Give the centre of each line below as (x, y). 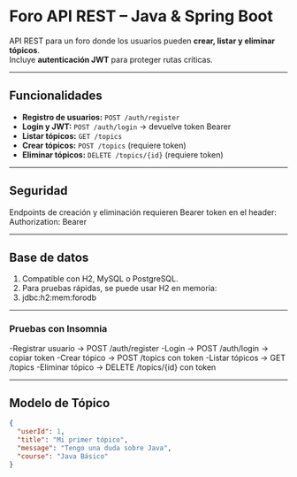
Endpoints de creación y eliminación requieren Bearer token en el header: (143, 212)
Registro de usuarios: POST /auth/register (101, 117)
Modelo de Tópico (60, 403)
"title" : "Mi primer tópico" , (72, 440)
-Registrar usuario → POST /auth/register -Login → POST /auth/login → (139, 348)
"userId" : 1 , (41, 432)
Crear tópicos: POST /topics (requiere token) (104, 145)
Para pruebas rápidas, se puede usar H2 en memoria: (119, 289)
